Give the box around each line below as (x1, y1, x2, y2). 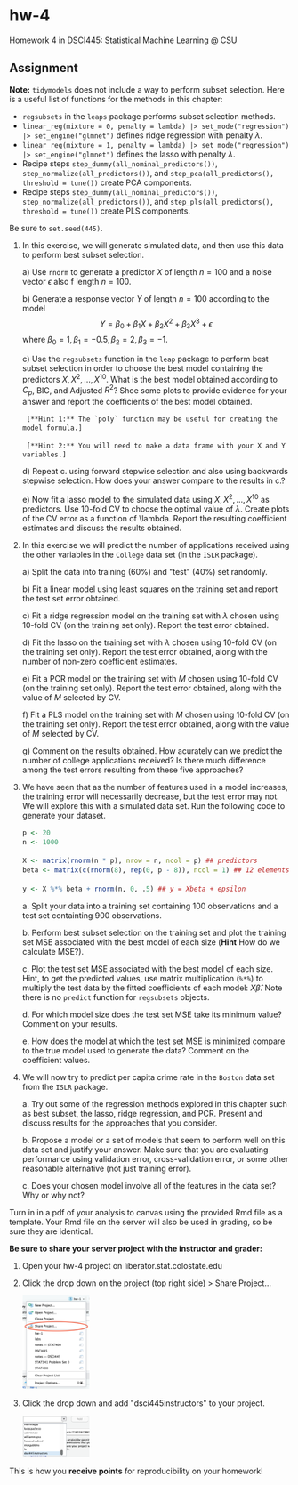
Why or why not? (21, 1190, 85, 1200)
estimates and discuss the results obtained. (21, 522, 182, 533)
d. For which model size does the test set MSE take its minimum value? (21, 1009, 282, 1020)
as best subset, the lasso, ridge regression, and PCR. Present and (21, 1108, 263, 1118)
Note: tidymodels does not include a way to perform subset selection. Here (9, 84, 285, 94)
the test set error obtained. (21, 593, 121, 603)
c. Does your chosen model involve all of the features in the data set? (21, 1180, 277, 1190)
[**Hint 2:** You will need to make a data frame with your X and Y (26, 441, 286, 450)
